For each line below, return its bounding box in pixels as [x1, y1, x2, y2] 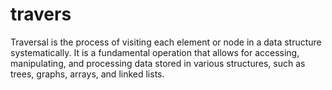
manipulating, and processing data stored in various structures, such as [10, 57, 306, 69]
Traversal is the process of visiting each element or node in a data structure [10, 36, 322, 48]
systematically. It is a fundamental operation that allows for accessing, [10, 46, 300, 58]
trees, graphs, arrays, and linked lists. [10, 68, 165, 80]
